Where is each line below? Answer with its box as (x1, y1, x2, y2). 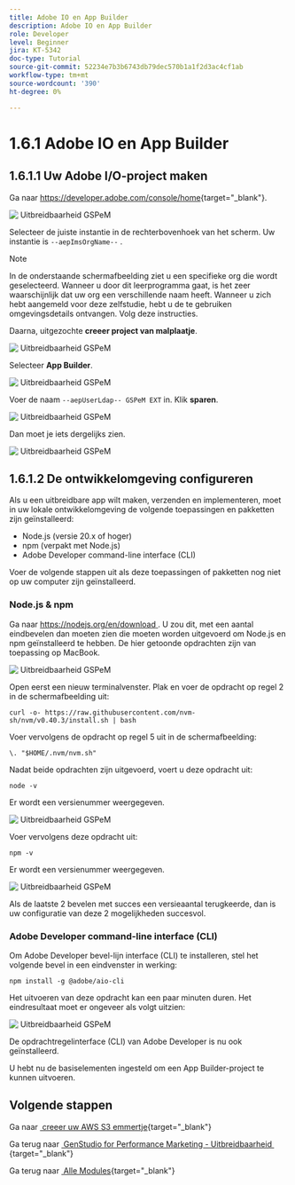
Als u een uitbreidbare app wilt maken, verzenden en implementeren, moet (9, 494, 282, 506)
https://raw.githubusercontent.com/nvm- (44, 707, 197, 717)
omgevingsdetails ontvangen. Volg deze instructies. (9, 308, 198, 319)
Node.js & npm (9, 598, 74, 611)
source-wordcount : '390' (9, 79, 101, 88)
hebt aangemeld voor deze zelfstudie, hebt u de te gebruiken (9, 298, 232, 309)
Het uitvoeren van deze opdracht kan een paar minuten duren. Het (9, 991, 252, 1003)
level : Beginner (9, 37, 69, 47)
